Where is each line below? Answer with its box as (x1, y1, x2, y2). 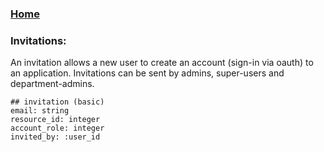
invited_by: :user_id (10, 132, 101, 142)
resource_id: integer (10, 115, 101, 125)
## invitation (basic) (10, 97, 105, 107)
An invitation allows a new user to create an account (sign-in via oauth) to (10, 57, 314, 69)
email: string (10, 106, 70, 116)
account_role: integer (10, 123, 105, 134)
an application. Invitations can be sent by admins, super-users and (10, 67, 285, 79)
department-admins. (10, 78, 95, 90)
